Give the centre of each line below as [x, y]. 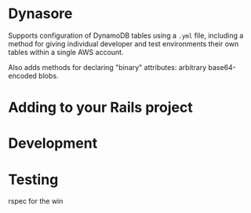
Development [53, 143]
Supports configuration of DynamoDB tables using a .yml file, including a [126, 35]
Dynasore [40, 14]
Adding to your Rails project [101, 108]
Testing [33, 180]
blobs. [49, 75]
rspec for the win [36, 201]
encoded [23, 75]
